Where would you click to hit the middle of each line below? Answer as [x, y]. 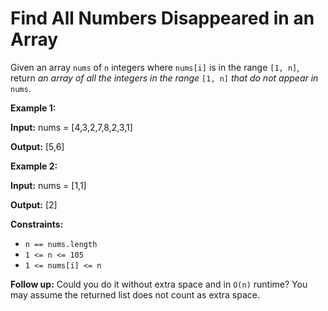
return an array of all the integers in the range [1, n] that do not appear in [164, 78]
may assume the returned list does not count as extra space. [135, 294]
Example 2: [34, 166]
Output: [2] [34, 204]
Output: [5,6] [37, 146]
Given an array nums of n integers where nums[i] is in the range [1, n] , [155, 67]
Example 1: [33, 108]
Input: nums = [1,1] [48, 185]
